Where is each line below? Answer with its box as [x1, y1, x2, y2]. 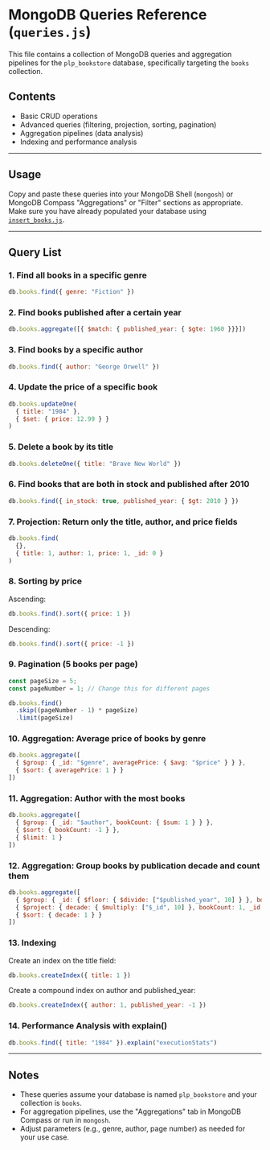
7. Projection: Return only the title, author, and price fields [8, 516, 238, 527]
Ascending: [8, 594, 47, 604]
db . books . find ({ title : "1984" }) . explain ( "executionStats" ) [8, 1038, 218, 1047]
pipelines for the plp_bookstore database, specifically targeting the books [8, 58, 250, 68]
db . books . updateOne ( [8, 400, 78, 408]
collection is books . [19, 1098, 83, 1108]
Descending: [8, 624, 51, 633]
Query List [8, 245, 62, 259]
